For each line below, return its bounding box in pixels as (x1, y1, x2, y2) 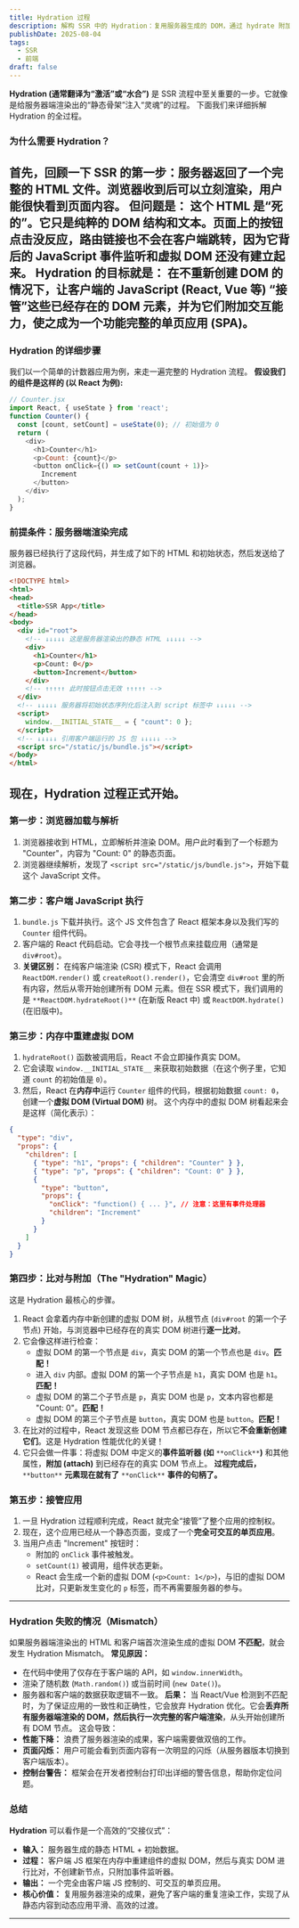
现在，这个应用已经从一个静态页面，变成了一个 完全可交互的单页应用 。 (21, 1527, 280, 1538)
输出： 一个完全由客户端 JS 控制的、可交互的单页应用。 (21, 1877, 226, 1888)
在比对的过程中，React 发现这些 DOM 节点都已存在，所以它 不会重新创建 (21, 1425, 287, 1435)
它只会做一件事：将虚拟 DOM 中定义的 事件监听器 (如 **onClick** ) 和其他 (21, 1447, 289, 1458)
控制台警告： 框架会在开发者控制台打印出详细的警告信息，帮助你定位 (21, 1768, 274, 1778)
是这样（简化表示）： (21, 1107, 97, 1118)
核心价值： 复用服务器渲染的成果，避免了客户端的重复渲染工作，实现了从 (21, 1888, 290, 1899)
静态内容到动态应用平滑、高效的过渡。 (21, 1899, 163, 1910)
